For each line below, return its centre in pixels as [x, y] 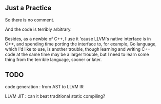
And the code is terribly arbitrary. [38, 29]
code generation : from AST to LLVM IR [44, 86]
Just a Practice [28, 8]
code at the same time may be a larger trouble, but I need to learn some [77, 54]
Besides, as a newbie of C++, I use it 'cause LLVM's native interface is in [78, 39]
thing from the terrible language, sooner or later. [53, 59]
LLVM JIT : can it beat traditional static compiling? [55, 96]
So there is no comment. [30, 20]
